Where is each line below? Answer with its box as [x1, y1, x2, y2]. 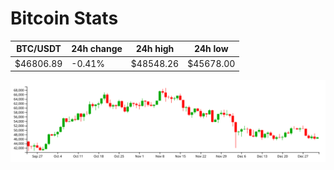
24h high [135, 43, 175, 55]
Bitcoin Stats [10, 7, 119, 30]
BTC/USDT [16, 43, 62, 55]
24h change [71, 43, 123, 55]
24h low [193, 43, 229, 55]
